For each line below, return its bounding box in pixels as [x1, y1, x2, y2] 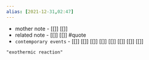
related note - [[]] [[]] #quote [14, 31, 87, 39]
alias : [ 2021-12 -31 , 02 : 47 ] [6, 8, 74, 15]
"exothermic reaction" [6, 49, 63, 55]
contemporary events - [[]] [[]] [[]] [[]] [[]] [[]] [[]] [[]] [14, 37, 144, 45]
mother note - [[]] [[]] [14, 25, 68, 32]
